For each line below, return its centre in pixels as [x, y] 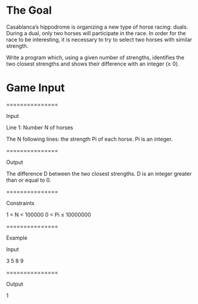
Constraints [20, 203]
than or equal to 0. [29, 180]
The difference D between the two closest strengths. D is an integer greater [99, 173]
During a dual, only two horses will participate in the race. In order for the [96, 33]
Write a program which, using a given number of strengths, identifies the [95, 57]
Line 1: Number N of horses [40, 127]
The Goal [29, 10]
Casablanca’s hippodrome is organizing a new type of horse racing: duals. [97, 27]
